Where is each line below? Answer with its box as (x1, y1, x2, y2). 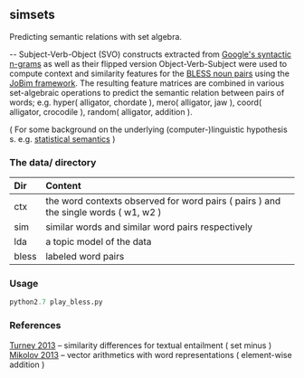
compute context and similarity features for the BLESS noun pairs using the (9, 68, 290, 79)
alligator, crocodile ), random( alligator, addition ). (9, 106, 193, 117)
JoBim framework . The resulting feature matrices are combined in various (9, 77, 285, 89)
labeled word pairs (44, 250, 125, 263)
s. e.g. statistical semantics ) (9, 133, 116, 144)
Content (44, 180, 81, 193)
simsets (9, 7, 56, 23)
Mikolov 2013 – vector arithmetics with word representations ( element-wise (9, 349, 292, 360)
